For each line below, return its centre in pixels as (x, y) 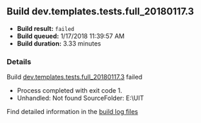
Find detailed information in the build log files (73, 112)
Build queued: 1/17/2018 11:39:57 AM (71, 36)
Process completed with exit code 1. (69, 91)
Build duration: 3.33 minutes (59, 43)
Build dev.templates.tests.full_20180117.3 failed (75, 77)
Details (19, 61)
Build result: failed (46, 28)
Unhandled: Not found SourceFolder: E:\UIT (80, 98)
